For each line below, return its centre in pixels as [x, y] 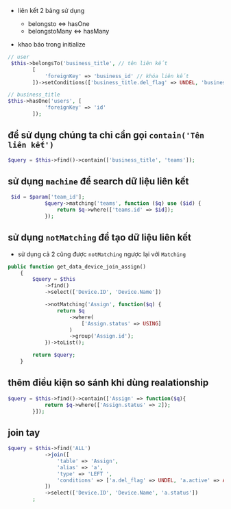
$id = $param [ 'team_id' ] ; [48, 197]
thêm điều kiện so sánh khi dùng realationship [108, 383]
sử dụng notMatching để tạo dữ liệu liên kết [99, 237]
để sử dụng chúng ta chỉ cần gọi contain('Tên [106, 135]
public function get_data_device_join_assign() [77, 266]
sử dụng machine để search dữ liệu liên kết [98, 181]
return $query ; [54, 355]
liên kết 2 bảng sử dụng [51, 11]
